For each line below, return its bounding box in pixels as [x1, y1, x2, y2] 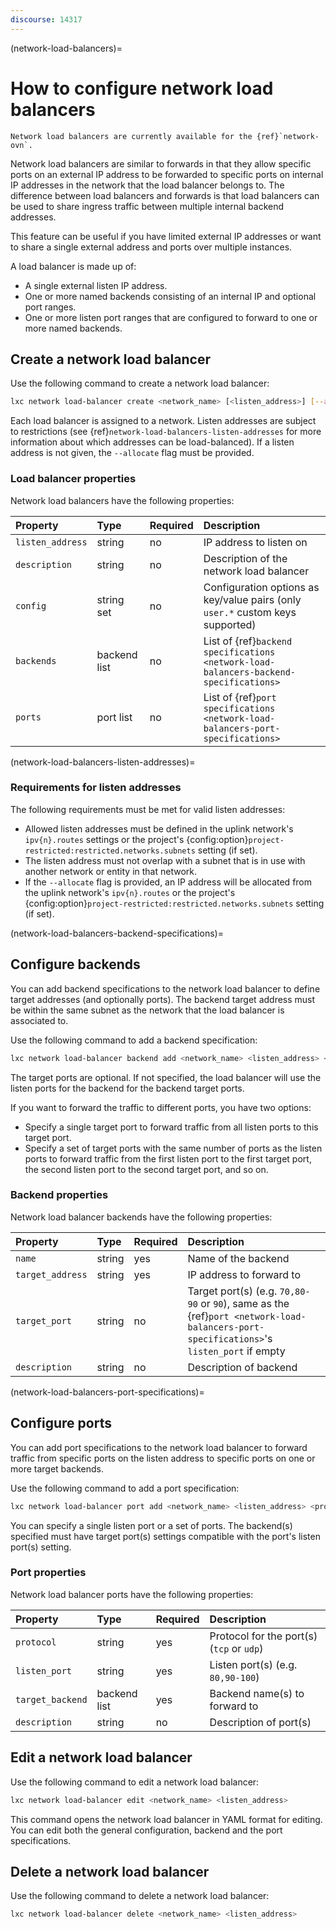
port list [96, 710, 133, 724]
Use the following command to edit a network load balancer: [10, 1776, 260, 1788]
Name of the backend [187, 1251, 290, 1265]
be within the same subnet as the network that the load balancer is [10, 1004, 285, 1016]
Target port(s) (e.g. [187, 1284, 278, 1298]
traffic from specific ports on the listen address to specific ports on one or [10, 1452, 316, 1464]
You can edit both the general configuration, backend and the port [10, 1824, 283, 1836]
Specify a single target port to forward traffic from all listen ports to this [24, 1121, 319, 1133]
